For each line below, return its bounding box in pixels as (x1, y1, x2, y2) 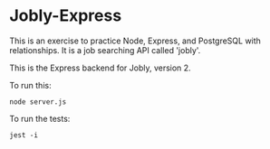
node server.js (9, 97, 67, 107)
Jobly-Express (9, 5, 122, 26)
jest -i (9, 130, 39, 140)
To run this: (9, 79, 52, 90)
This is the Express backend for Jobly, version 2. (9, 62, 192, 73)
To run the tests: (9, 113, 71, 124)
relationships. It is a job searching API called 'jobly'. (9, 44, 201, 55)
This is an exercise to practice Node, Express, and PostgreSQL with (9, 35, 261, 46)
